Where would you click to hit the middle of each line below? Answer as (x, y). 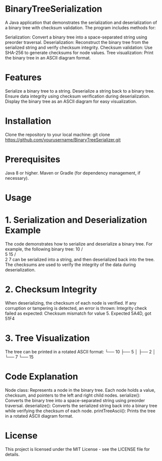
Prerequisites (33, 159)
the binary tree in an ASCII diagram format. (48, 58)
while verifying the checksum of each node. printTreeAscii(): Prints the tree (80, 411)
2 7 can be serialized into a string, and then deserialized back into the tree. (80, 259)
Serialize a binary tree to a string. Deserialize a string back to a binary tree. (80, 91)
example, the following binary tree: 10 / (44, 249)
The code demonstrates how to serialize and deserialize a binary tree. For (79, 244)
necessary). (17, 178)
